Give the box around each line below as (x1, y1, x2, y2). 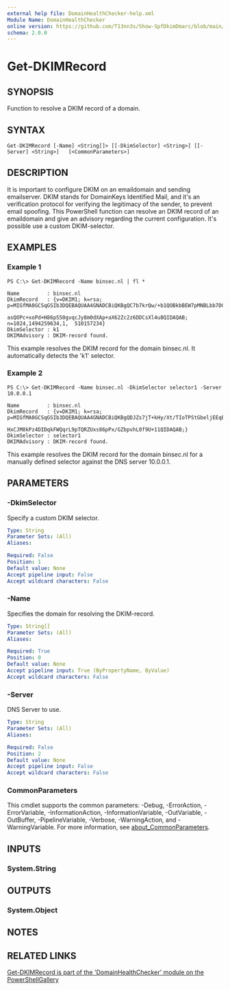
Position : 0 (7, 654, 41, 662)
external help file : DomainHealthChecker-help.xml (7, 10, 155, 17)
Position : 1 (7, 559, 41, 565)
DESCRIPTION (7, 167, 68, 179)
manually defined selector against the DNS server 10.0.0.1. (7, 458, 171, 466)
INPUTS (7, 843, 41, 855)
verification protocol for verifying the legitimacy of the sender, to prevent (7, 200, 212, 208)
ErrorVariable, (7, 809, 47, 817)
